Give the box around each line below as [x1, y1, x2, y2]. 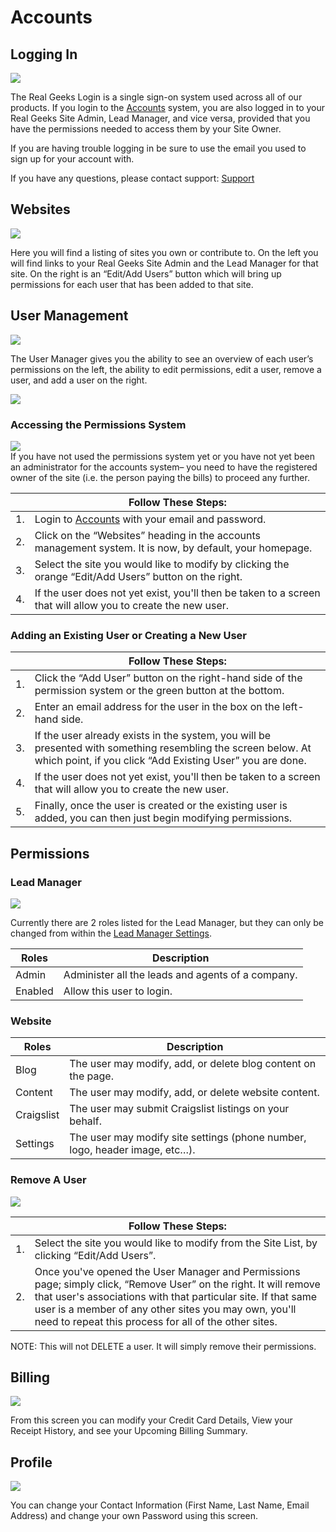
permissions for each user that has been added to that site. [10, 278, 254, 290]
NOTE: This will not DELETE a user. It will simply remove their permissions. [10, 1340, 317, 1352]
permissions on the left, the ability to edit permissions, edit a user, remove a [10, 363, 322, 375]
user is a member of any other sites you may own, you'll [34, 1302, 297, 1316]
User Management [10, 307, 129, 325]
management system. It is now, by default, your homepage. [34, 541, 313, 555]
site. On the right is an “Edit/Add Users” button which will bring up [10, 267, 282, 280]
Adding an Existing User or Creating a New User [10, 628, 247, 642]
